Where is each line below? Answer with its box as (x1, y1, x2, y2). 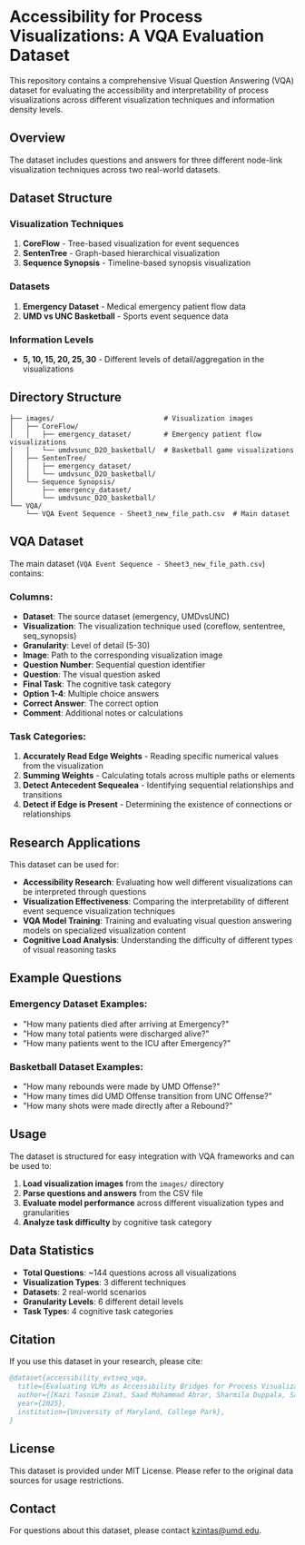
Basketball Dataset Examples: (9, 1060, 143, 1073)
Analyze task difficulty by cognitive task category (22, 1216, 212, 1227)
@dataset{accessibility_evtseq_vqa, (9, 1373, 148, 1382)
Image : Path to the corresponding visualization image (22, 649, 223, 660)
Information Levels (9, 333, 94, 346)
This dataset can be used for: (9, 859, 120, 870)
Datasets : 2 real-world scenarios (22, 1286, 147, 1297)
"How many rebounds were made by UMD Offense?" (22, 1081, 221, 1092)
